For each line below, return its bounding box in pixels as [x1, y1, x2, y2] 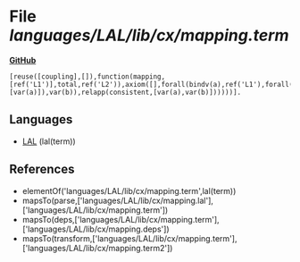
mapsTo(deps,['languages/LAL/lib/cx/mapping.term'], [21, 214, 221, 224]
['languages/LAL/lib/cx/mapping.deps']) [21, 224, 170, 234]
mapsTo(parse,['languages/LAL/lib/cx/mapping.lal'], [21, 195, 214, 206]
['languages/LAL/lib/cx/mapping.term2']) [21, 242, 173, 253]
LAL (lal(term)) [21, 136, 76, 147]
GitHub [9, 55, 37, 65]
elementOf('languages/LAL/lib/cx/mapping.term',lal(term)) [21, 185, 237, 196]
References [9, 162, 75, 177]
